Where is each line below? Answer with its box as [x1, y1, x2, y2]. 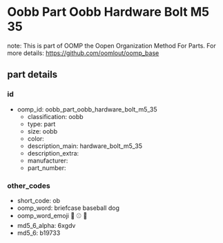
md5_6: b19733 [17, 229, 61, 237]
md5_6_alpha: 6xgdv [17, 221, 76, 229]
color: [27, 134, 45, 142]
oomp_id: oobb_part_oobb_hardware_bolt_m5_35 [17, 105, 157, 114]
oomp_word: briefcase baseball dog [17, 204, 119, 212]
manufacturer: [27, 156, 68, 165]
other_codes [7, 180, 50, 190]
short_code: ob [17, 196, 61, 204]
